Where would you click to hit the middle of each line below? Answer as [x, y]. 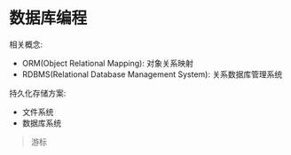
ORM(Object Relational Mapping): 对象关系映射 [107, 63]
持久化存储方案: [38, 93]
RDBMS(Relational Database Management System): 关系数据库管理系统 [152, 74]
